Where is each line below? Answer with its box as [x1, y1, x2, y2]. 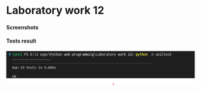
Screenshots [6, 23, 39, 31]
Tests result [6, 37, 36, 45]
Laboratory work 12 [6, 4, 105, 17]
